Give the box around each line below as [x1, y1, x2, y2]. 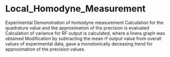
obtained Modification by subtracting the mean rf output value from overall [5, 35, 161, 41]
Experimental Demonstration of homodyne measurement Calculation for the [5, 19, 164, 25]
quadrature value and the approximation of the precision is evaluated [5, 24, 150, 30]
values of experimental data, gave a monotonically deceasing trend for [5, 40, 153, 46]
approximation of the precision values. [5, 46, 85, 52]
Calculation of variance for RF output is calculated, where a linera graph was [5, 30, 165, 36]
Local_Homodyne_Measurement [5, 3, 146, 14]
